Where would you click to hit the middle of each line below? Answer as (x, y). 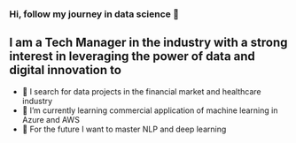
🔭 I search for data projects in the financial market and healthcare (141, 91)
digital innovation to (66, 70)
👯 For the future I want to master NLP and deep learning (124, 129)
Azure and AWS (51, 119)
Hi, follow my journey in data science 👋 (94, 14)
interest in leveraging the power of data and (132, 56)
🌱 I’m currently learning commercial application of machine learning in (150, 110)
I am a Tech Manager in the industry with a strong (148, 43)
